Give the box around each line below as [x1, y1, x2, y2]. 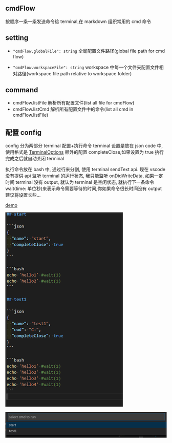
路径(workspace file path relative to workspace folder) [17, 70, 132, 76]
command [5, 86, 38, 94]
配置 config [5, 128, 42, 137]
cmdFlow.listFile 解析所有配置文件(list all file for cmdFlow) [12, 100, 135, 106]
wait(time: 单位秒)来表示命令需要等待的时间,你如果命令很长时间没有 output [5, 185, 162, 192]
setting [5, 33, 29, 43]
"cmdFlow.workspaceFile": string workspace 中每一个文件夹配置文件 [12, 64, 160, 70]
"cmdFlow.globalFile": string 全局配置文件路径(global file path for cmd [12, 48, 165, 54]
